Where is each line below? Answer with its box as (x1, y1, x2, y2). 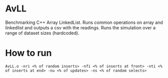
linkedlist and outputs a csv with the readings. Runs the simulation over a (5, 24, 156, 30)
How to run (5, 48, 52, 59)
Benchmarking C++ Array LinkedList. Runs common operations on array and (5, 19, 163, 25)
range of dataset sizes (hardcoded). (5, 30, 80, 36)
